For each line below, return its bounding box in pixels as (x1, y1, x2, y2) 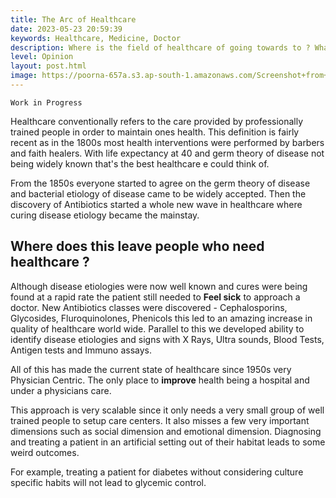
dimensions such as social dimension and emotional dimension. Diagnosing (10, 425, 322, 437)
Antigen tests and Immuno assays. (10, 344, 153, 356)
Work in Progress (10, 97, 83, 108)
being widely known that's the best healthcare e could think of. (10, 157, 270, 170)
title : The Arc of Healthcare (10, 14, 137, 25)
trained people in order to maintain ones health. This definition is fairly (10, 126, 300, 138)
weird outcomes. (10, 446, 80, 458)
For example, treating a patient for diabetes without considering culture (10, 466, 304, 478)
